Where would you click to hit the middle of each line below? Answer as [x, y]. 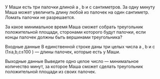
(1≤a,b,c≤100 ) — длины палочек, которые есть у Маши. [63, 52]
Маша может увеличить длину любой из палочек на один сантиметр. [77, 12]
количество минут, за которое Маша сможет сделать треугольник [74, 66]
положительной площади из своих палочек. [51, 72]
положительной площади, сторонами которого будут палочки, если [76, 32]
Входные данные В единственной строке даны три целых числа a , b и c [80, 47]
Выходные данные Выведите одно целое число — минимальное [72, 61]
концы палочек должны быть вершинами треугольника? [64, 37]
